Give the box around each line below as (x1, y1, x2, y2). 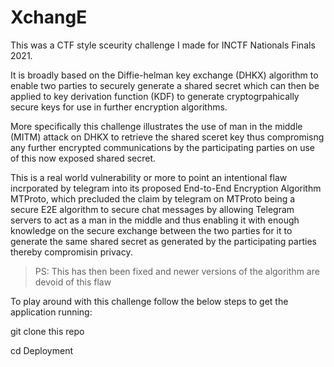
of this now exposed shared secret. (10, 152, 157, 164)
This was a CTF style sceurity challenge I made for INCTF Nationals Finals (10, 39, 316, 51)
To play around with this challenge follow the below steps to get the (10, 295, 289, 307)
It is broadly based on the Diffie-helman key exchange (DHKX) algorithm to (10, 69, 319, 81)
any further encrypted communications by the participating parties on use (10, 141, 315, 153)
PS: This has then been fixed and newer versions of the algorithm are (34, 265, 320, 277)
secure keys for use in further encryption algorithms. (10, 101, 228, 113)
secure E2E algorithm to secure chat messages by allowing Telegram (10, 203, 295, 215)
